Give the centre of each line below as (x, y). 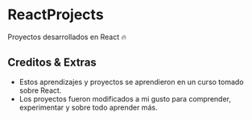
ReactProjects (56, 15)
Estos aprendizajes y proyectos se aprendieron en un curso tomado (131, 82)
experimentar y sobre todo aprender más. (88, 107)
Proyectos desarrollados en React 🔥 (67, 37)
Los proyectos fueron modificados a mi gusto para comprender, (125, 98)
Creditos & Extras (52, 63)
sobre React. (40, 90)
